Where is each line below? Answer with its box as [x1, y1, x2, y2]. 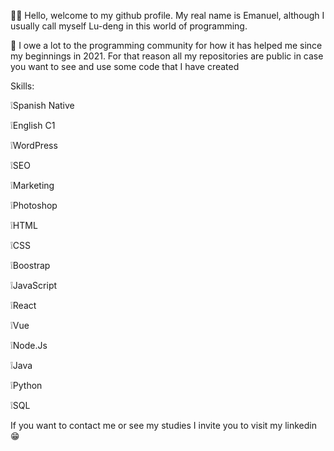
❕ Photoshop [10, 200, 58, 211]
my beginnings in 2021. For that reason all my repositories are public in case [10, 50, 324, 62]
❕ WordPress [10, 140, 58, 151]
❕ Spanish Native [10, 100, 75, 111]
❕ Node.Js [10, 340, 48, 351]
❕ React [10, 300, 37, 311]
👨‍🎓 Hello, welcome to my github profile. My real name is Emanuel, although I [10, 10, 325, 21]
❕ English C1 [10, 120, 56, 131]
